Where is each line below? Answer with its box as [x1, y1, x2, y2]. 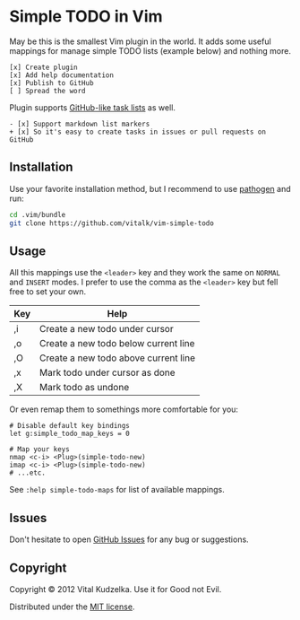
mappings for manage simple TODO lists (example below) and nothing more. [9, 45, 291, 56]
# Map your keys [9, 445, 70, 454]
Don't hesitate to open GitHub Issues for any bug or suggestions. [9, 534, 249, 545]
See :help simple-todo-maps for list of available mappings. [9, 485, 226, 495]
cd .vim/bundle [9, 210, 66, 219]
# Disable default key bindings [9, 422, 130, 431]
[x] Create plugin [9, 63, 78, 72]
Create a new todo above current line [39, 352, 195, 364]
